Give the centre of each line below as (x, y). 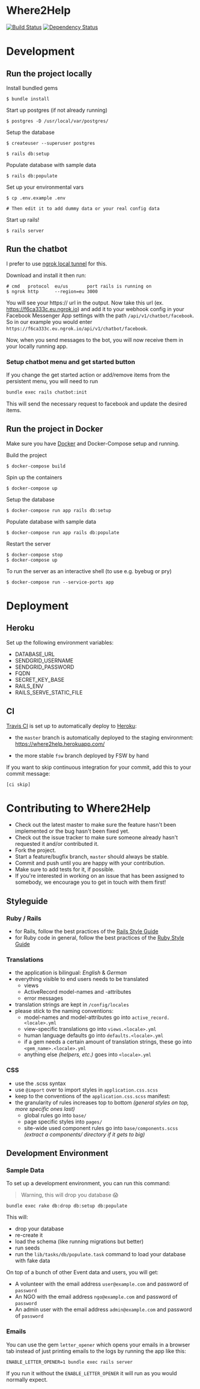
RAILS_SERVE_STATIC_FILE (49, 692)
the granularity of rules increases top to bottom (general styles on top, (102, 1102)
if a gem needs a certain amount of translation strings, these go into (108, 1042)
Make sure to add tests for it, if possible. (65, 869)
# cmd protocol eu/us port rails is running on (79, 286)
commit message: (28, 773)
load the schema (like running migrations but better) (79, 1242)
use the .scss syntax (40, 1083)
